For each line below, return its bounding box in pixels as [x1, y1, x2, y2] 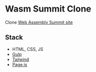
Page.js [12, 61, 28, 67]
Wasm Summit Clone [5, 3, 92, 14]
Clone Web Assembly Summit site [5, 19, 73, 25]
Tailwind [12, 57, 29, 62]
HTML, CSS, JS [12, 46, 43, 52]
